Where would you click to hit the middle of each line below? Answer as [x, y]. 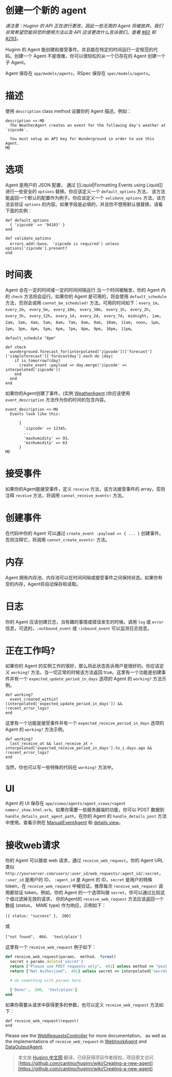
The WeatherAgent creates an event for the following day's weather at [88, 125]
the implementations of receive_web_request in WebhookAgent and [76, 1042]
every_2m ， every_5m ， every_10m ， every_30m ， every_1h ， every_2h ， [79, 309]
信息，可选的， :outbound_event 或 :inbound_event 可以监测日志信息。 [79, 628]
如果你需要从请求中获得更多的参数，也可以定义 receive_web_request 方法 [82, 1005]
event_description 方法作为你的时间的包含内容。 [57, 400]
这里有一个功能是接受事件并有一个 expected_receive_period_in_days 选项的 [85, 723]
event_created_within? [34, 700]
